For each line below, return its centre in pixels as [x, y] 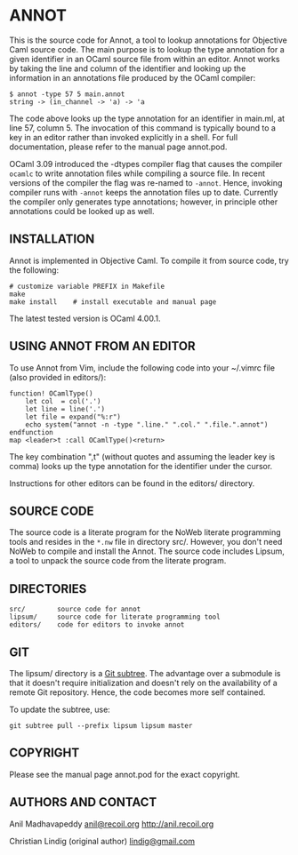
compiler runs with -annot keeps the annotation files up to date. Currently [144, 192]
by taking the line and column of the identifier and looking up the [128, 68]
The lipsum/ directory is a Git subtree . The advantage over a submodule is [145, 673]
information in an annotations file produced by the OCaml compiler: [133, 77]
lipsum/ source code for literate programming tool [115, 617]
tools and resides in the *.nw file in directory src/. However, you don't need [146, 542]
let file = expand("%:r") [73, 417]
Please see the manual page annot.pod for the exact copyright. [125, 774]
